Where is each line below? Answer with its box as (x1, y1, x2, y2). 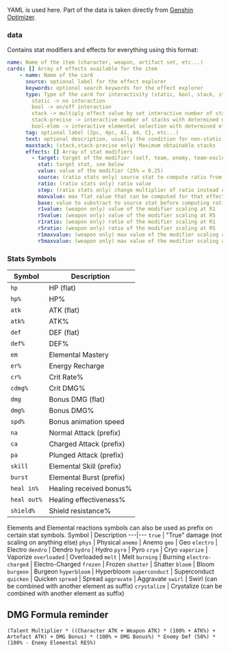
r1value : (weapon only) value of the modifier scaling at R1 (37, 206, 216, 213)
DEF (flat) (49, 327, 80, 337)
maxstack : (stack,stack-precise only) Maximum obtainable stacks (25, 142, 216, 149)
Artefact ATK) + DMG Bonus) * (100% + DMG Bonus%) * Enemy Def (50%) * (7, 633, 216, 640)
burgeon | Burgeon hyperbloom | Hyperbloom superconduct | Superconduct (7, 567, 214, 575)
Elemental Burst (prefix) (49, 473, 125, 482)
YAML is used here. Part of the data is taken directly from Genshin (7, 6, 194, 14)
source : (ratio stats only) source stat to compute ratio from (37, 174, 222, 181)
